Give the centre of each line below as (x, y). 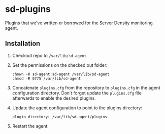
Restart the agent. (31, 126)
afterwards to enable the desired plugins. (54, 98)
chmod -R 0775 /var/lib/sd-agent (47, 78)
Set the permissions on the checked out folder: (60, 65)
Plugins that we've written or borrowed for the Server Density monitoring (79, 23)
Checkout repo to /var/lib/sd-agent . (50, 55)
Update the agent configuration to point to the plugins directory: (77, 108)
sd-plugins (28, 9)
